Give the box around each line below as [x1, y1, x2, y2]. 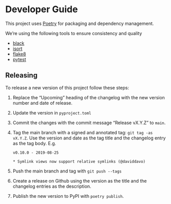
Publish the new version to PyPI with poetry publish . [12, 193, 124, 199]
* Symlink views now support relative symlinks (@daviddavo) [12, 159, 146, 164]
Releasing [5, 71, 38, 80]
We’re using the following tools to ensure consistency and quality [5, 30, 142, 36]
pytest [12, 56, 27, 62]
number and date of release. [12, 100, 73, 106]
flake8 [12, 51, 27, 57]
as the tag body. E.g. [12, 140, 56, 146]
